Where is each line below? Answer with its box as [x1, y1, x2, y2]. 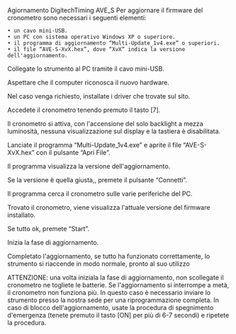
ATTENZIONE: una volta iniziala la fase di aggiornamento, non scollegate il [7, 273, 225, 282]
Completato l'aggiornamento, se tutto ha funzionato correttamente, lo [7, 252, 210, 260]
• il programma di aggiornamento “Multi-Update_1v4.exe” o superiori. [7, 40, 220, 47]
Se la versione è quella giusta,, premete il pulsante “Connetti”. [7, 176, 188, 184]
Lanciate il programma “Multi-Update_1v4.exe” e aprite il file [7, 141, 182, 149]
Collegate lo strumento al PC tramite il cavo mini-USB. [7, 65, 165, 73]
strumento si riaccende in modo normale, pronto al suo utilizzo [7, 260, 190, 268]
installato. [7, 211, 36, 219]
